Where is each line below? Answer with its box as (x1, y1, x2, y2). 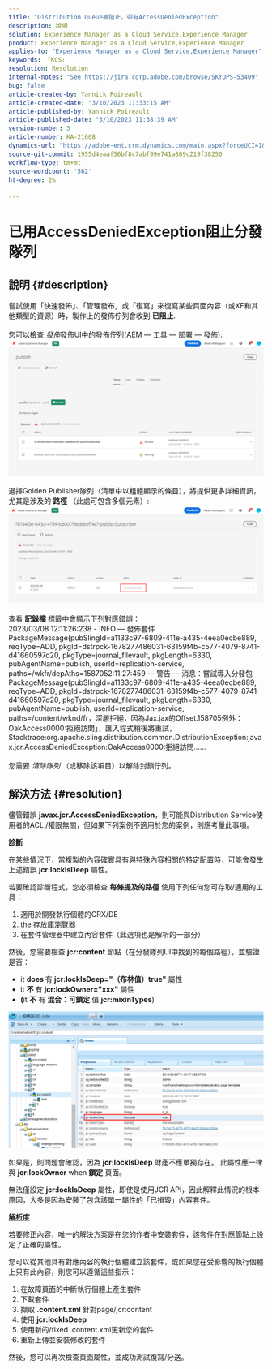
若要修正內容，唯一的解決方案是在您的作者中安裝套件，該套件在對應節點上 (8, 1229, 257, 1239)
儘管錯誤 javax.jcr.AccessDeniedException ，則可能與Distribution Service (8, 810, 257, 820)
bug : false (8, 81, 45, 89)
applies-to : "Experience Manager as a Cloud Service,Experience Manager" (8, 47, 263, 56)
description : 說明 (8, 21, 68, 30)
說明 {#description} (8, 278, 109, 291)
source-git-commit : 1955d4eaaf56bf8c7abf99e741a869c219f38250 (8, 150, 223, 158)
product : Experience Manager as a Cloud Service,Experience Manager (8, 39, 244, 47)
